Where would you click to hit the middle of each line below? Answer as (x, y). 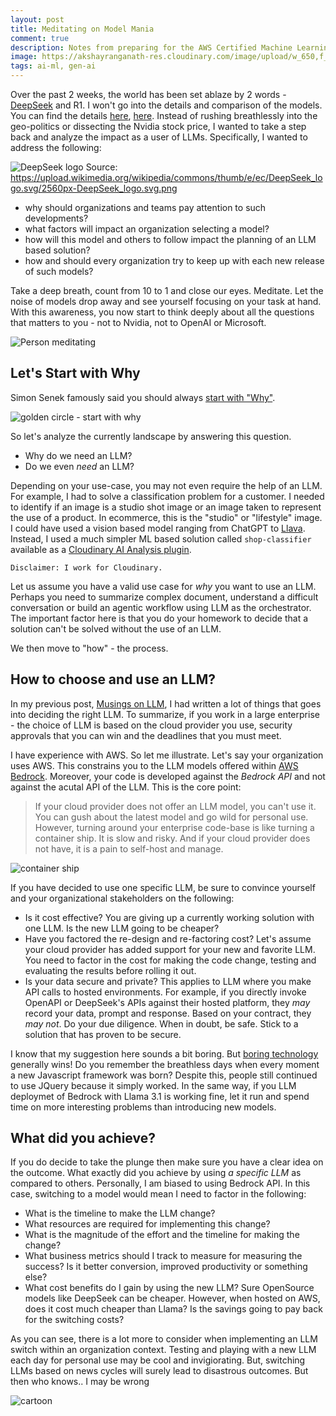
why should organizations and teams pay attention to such (145, 207)
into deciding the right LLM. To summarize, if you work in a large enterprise (165, 714)
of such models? (59, 271)
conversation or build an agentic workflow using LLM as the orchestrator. (161, 607)
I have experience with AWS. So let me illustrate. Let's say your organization (167, 755)
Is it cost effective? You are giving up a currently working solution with (169, 917)
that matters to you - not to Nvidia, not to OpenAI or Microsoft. (138, 322)
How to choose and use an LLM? (113, 679)
